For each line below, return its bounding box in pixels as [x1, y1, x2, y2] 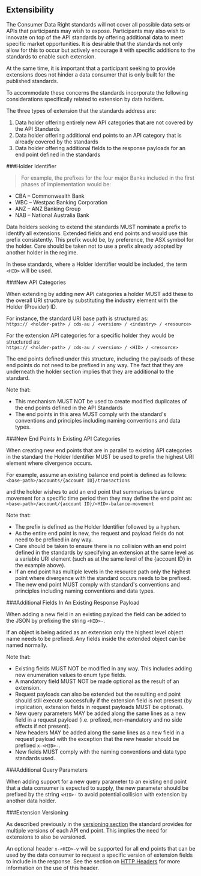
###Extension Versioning [6, 808, 69, 816]
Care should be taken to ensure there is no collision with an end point [14, 542, 187, 549]
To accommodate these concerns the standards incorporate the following [6, 89, 188, 96]
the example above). [14, 561, 66, 569]
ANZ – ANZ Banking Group [14, 205, 81, 212]
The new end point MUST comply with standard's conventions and [14, 581, 180, 588]
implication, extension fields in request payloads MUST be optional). [14, 703, 184, 710]
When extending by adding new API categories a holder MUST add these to [6, 290, 193, 297]
